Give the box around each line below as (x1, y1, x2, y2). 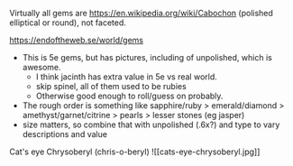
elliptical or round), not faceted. (9, 17, 126, 28)
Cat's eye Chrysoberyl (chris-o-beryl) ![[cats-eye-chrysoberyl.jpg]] (9, 146, 261, 157)
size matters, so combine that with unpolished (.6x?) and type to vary (22, 119, 280, 130)
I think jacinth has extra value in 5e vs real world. (35, 71, 218, 82)
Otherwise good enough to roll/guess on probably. (35, 90, 224, 101)
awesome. (22, 62, 61, 72)
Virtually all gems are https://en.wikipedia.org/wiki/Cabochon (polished (9, 8, 273, 18)
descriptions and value (22, 129, 108, 139)
